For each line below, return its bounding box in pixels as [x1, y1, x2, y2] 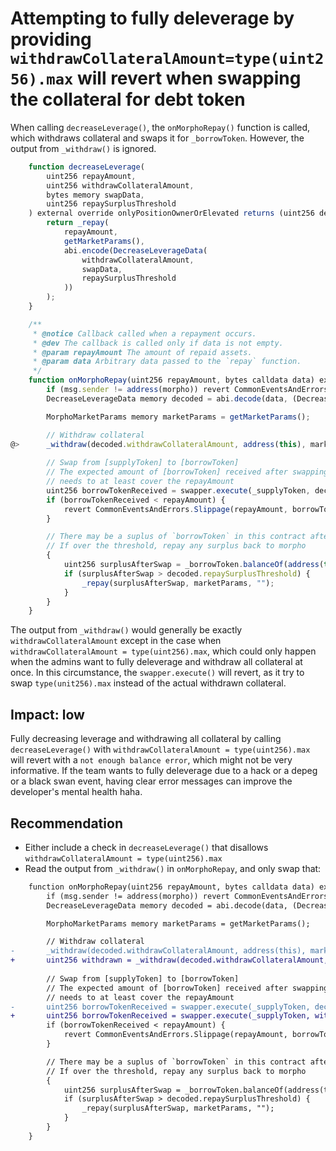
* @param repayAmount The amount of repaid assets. [32, 347, 253, 357]
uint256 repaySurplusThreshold [46, 199, 177, 209]
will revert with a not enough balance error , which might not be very [10, 754, 293, 766]
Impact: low [10, 706, 85, 723]
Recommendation [10, 815, 123, 832]
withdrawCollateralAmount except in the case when [10, 635, 222, 647]
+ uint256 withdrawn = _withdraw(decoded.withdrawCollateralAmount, [10, 955, 329, 966]
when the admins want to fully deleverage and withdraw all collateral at [10, 656, 303, 668]
